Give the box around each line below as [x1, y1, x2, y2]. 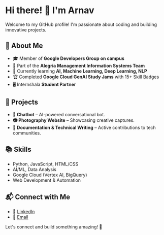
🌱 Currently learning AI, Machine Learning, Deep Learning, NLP [12, 68, 147, 74]
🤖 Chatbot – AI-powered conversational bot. [12, 111, 105, 117]
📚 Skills [5, 145, 31, 154]
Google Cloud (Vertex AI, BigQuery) [12, 172, 87, 178]
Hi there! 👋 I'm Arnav [5, 5, 95, 16]
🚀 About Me [5, 42, 43, 50]
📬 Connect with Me [5, 192, 70, 201]
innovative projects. [5, 26, 47, 32]
